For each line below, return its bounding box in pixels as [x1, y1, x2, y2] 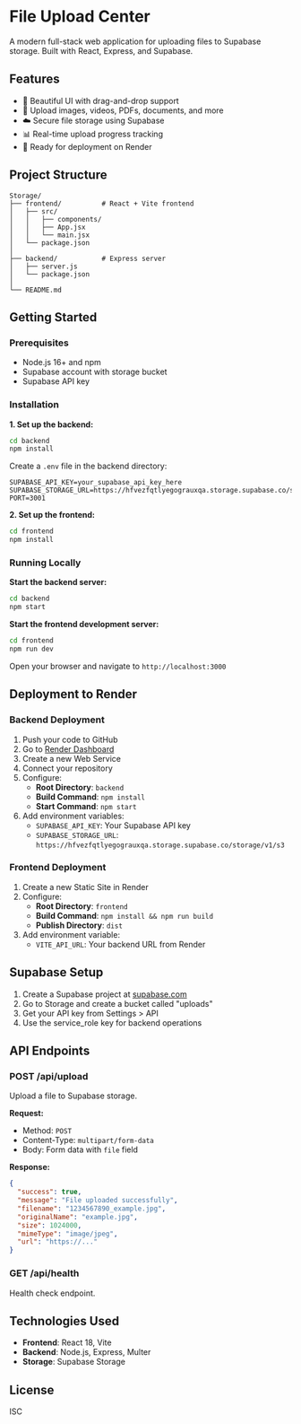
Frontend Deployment [9, 861, 107, 874]
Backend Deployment [9, 713, 105, 726]
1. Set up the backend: [9, 419, 94, 430]
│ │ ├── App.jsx [9, 223, 87, 232]
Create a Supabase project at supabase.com [21, 989, 187, 1000]
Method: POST [21, 1125, 73, 1136]
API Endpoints [9, 1044, 90, 1059]
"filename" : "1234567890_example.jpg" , [17, 1204, 167, 1213]
